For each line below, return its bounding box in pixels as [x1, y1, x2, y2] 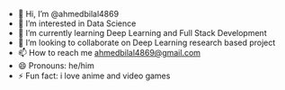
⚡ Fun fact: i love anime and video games [17, 70, 171, 81]
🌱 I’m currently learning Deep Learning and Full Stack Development [17, 28, 267, 38]
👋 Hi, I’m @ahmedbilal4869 [17, 9, 120, 19]
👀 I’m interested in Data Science [17, 18, 137, 29]
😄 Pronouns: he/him [17, 60, 94, 71]
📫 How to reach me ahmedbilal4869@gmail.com [17, 48, 200, 58]
